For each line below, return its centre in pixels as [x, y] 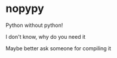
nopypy [25, 9]
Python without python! [34, 25]
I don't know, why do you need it [46, 36]
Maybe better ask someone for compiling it [59, 48]
